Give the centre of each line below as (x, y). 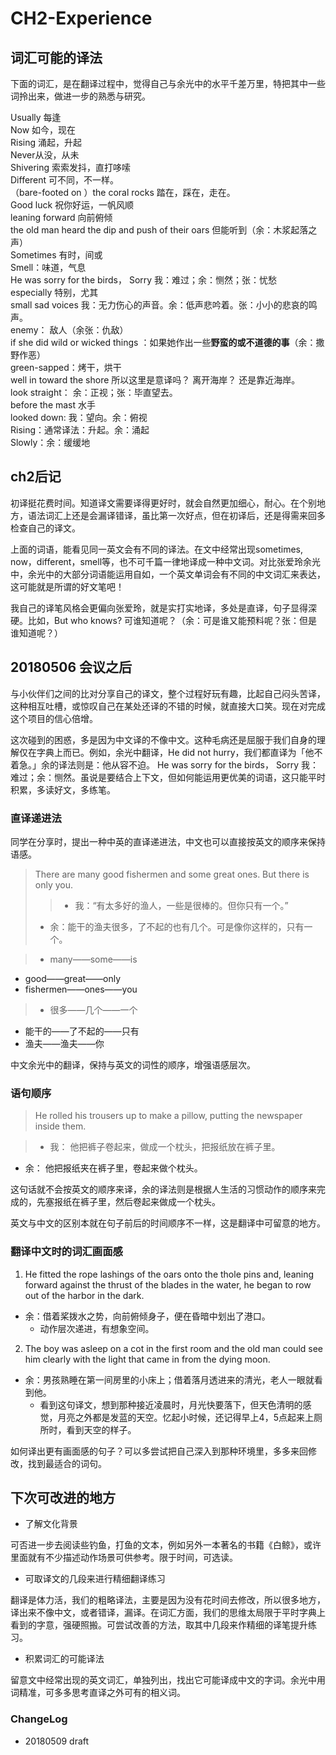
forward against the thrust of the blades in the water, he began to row (168, 1284)
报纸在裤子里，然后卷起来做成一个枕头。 (137, 1202)
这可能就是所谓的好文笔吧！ (67, 586)
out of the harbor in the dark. (84, 1295)
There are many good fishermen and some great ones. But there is (172, 874)
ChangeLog (39, 1719)
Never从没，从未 (45, 155)
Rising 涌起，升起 (46, 142)
